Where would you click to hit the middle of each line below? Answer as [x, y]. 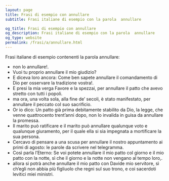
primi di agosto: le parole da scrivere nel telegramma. [68, 147]
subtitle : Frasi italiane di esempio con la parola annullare [73, 19]
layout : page [19, 10]
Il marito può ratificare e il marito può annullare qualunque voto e [80, 126]
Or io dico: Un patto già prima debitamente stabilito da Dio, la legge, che [88, 110]
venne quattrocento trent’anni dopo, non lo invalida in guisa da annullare [88, 115]
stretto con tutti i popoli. [37, 94]
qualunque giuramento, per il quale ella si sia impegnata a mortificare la [87, 131]
